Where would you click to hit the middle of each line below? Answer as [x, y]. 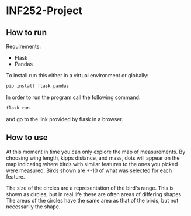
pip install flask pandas [37, 86]
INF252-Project [44, 11]
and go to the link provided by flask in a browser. [65, 119]
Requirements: [23, 46]
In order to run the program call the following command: [73, 97]
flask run [18, 108]
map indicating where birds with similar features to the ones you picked [92, 164]
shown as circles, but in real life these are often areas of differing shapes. [94, 194]
